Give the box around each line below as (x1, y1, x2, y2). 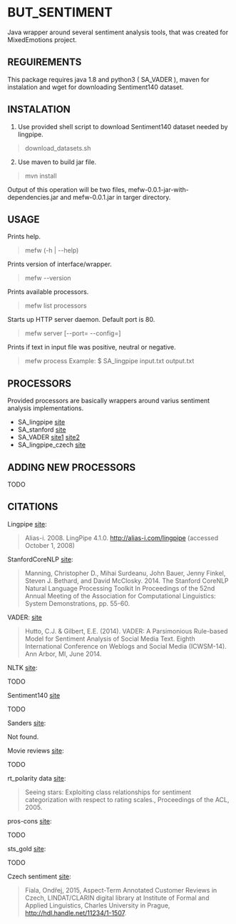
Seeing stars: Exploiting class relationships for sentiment (24, 788, 191, 796)
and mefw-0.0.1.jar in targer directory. (60, 193, 171, 201)
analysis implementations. (7, 404, 84, 412)
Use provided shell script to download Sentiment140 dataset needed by (17, 122, 228, 131)
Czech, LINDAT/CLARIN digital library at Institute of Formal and (24, 893, 210, 902)
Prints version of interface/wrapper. (7, 260, 112, 268)
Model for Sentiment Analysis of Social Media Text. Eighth (24, 634, 195, 643)
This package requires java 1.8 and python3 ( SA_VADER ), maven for (7, 75, 210, 83)
